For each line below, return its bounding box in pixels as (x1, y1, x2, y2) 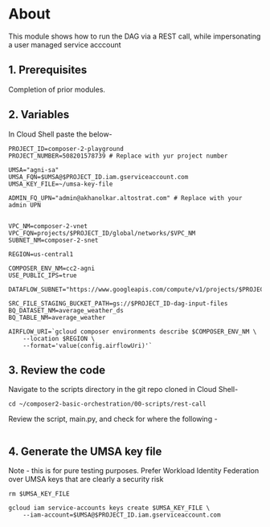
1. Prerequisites (8, 63, 88, 77)
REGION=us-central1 (8, 250, 74, 258)
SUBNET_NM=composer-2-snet (8, 236, 99, 244)
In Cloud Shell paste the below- (8, 129, 112, 139)
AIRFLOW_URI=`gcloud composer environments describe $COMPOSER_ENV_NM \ (8, 327, 257, 336)
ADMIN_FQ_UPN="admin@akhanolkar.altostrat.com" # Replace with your (8, 194, 243, 202)
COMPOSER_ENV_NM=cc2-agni (8, 264, 95, 272)
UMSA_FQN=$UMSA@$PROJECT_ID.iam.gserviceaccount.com (8, 173, 189, 181)
